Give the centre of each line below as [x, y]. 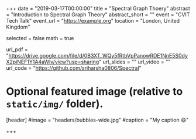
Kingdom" [18, 27]
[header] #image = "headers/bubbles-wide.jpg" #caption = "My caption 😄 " [97, 120]
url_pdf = [17, 49]
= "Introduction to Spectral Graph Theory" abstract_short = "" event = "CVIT [98, 15]
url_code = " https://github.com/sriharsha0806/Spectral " [74, 68]
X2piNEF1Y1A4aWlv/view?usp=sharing [53, 62]
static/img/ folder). [55, 104]
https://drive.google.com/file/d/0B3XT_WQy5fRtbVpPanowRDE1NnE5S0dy [98, 56]
